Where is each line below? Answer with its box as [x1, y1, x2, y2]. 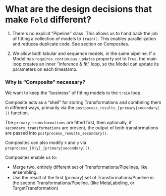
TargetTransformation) [12, 185, 58, 191]
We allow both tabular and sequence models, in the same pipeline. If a [12, 50, 156, 56]
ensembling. [12, 169, 38, 175]
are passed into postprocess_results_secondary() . [5, 130, 108, 136]
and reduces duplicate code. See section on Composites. [12, 41, 130, 47]
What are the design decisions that [5, 3, 152, 15]
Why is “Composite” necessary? [5, 78, 86, 85]
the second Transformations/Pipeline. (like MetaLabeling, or [12, 180, 135, 186]
